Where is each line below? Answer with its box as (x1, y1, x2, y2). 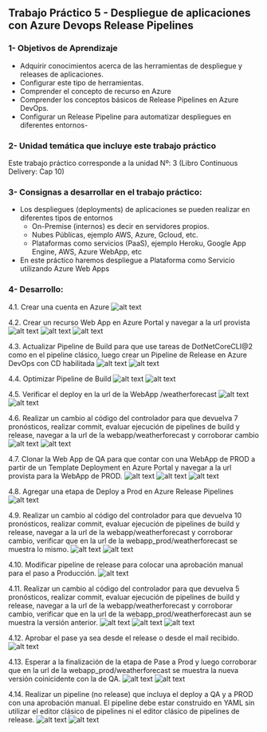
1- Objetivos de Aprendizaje (8, 43, 118, 54)
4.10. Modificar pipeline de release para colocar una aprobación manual (8, 560, 243, 569)
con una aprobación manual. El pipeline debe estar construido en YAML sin (8, 698, 255, 707)
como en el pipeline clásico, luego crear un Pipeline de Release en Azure (8, 350, 247, 360)
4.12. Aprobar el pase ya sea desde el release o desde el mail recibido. (8, 633, 240, 643)
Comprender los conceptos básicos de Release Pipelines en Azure (19, 95, 239, 104)
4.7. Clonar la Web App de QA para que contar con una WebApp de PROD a (8, 454, 256, 463)
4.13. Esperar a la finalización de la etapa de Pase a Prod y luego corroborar (8, 657, 257, 667)
